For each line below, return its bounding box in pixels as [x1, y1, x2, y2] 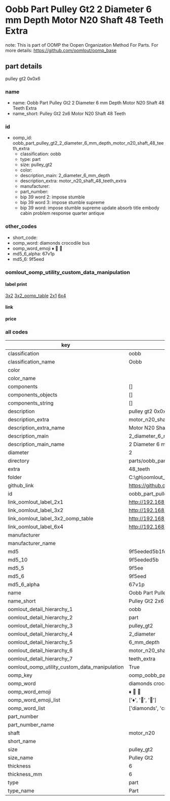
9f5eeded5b [129, 556, 159, 563]
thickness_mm [8, 771, 42, 778]
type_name [8, 787, 34, 794]
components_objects [8, 391, 58, 398]
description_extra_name [8, 424, 65, 431]
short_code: [12, 235, 38, 241]
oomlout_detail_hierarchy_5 [8, 639, 73, 646]
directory [8, 457, 29, 464]
